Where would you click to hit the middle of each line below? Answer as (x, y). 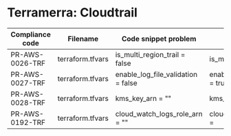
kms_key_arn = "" (143, 98)
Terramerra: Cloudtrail (72, 13)
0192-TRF (28, 122)
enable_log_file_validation (156, 74)
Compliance (31, 34)
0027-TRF (28, 82)
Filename (83, 38)
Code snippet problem (159, 38)
